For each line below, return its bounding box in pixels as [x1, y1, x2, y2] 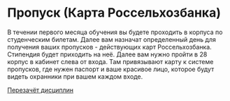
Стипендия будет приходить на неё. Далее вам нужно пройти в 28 [7, 50, 208, 59]
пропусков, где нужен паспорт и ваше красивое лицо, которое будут [7, 65, 215, 73]
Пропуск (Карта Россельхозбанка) [7, 5, 222, 21]
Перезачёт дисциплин [7, 86, 74, 94]
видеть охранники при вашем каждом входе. [7, 72, 143, 81]
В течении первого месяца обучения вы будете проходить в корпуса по [7, 28, 223, 36]
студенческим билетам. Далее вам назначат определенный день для [7, 35, 217, 43]
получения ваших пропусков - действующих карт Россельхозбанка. [7, 42, 212, 51]
